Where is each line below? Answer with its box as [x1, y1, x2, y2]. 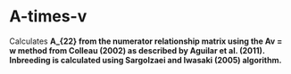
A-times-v [9, 6, 87, 27]
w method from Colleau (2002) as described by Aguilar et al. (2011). [9, 45, 265, 55]
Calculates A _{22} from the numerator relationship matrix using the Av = [9, 36, 283, 46]
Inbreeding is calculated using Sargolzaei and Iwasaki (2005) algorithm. [9, 54, 282, 65]
